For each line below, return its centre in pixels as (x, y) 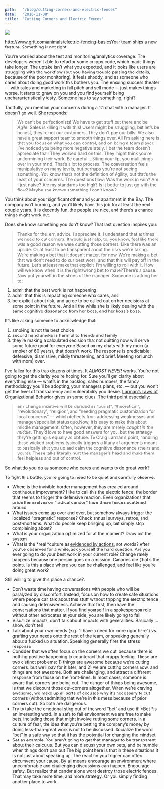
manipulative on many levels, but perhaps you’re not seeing (77, 169)
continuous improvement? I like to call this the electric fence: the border (84, 492)
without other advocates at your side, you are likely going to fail (76, 615)
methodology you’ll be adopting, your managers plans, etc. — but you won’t (82, 386)
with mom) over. (28, 361)
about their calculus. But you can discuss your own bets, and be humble (85, 745)
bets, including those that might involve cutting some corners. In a (79, 719)
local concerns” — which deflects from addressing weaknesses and (86, 417)
